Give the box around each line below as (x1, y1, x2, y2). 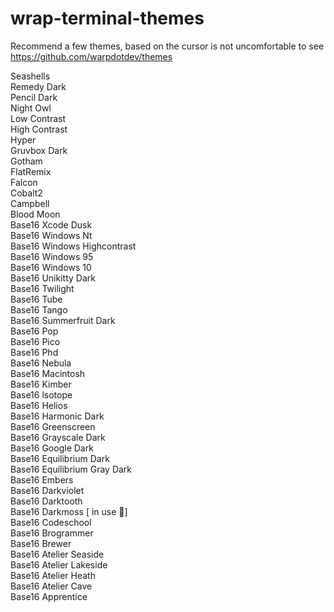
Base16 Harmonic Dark (10, 410, 105, 422)
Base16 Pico (10, 335, 61, 347)
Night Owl (10, 102, 52, 114)
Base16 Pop (10, 325, 59, 337)
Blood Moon (10, 208, 61, 220)
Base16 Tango (10, 303, 68, 316)
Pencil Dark (10, 91, 58, 103)
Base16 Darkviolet (10, 484, 85, 496)
